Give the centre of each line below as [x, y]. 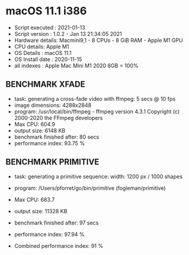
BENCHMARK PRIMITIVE [53, 162]
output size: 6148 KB [40, 130]
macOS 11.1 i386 [46, 11]
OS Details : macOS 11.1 [43, 53]
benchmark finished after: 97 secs [57, 223]
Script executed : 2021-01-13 [50, 27]
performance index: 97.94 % [49, 234]
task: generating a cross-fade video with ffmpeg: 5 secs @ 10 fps [95, 99]
